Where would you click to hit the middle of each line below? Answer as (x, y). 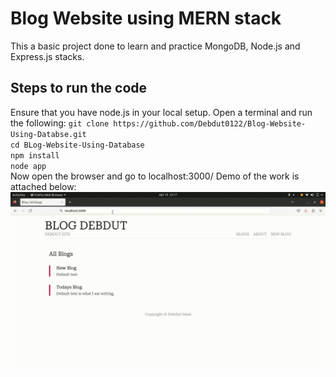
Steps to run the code (79, 88)
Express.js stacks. (47, 56)
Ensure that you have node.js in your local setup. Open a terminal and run (161, 112)
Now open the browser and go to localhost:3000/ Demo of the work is (155, 176)
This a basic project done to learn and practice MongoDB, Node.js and (155, 46)
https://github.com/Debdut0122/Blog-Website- (210, 123)
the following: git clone (60, 123)
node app (28, 166)
